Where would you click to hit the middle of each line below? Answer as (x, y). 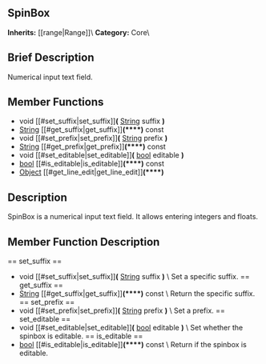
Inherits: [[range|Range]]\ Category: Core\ (79, 32)
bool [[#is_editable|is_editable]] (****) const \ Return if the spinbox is (133, 345)
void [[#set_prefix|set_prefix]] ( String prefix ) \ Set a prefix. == (122, 310)
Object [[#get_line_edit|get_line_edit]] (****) (91, 172)
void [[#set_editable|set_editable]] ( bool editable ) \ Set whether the (131, 328)
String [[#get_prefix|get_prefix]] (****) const (92, 146)
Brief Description (51, 58)
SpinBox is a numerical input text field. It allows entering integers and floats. (133, 217)
